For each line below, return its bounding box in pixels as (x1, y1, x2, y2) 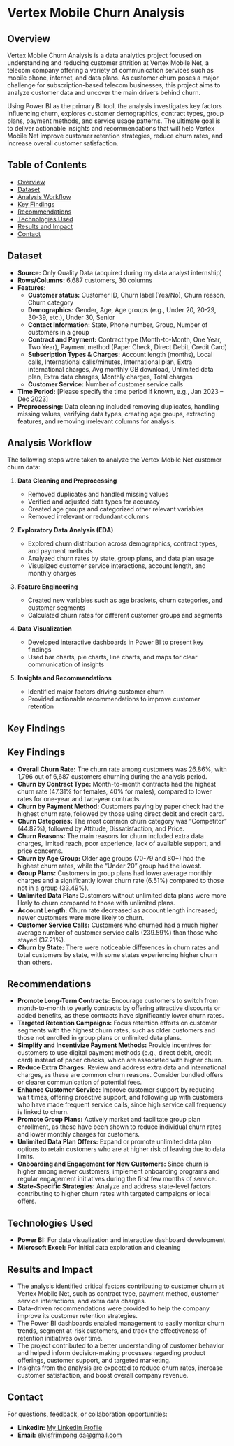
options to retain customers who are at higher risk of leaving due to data (17, 1145, 226, 1153)
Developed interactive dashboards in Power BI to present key (27, 638, 204, 647)
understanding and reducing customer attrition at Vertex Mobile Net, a (7, 59, 210, 67)
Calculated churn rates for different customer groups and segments (27, 611, 223, 620)
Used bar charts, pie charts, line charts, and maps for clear (27, 653, 198, 662)
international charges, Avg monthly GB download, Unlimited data (27, 365, 214, 373)
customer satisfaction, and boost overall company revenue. (17, 1371, 189, 1380)
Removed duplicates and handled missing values (27, 490, 169, 499)
